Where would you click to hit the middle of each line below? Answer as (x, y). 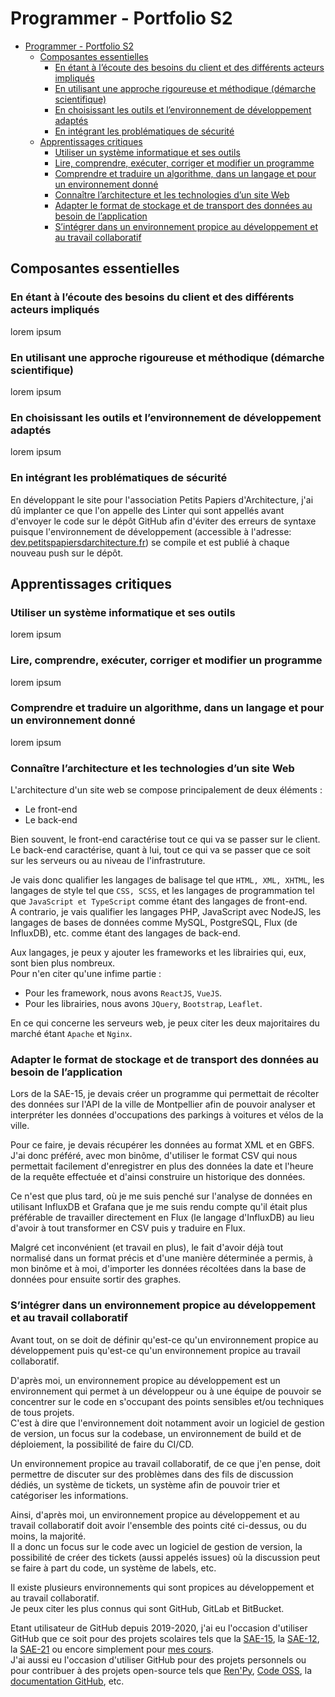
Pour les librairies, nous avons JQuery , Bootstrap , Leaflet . (143, 1004)
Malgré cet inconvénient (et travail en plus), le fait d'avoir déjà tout (147, 1248)
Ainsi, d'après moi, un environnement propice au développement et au (155, 1514)
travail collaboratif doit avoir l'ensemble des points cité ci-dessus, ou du (158, 1525)
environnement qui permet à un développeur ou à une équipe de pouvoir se (166, 1391)
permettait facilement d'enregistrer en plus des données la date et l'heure (162, 1166)
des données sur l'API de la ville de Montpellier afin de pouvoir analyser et (163, 1104)
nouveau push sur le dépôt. (67, 553)
